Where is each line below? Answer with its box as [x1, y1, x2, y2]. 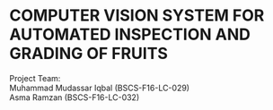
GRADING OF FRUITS [9, 44, 169, 63]
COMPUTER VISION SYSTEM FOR [9, 5, 265, 26]
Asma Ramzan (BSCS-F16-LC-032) [9, 91, 140, 103]
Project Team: [9, 72, 61, 83]
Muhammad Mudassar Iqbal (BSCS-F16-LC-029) [9, 82, 190, 93]
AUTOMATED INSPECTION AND [9, 24, 251, 45]
